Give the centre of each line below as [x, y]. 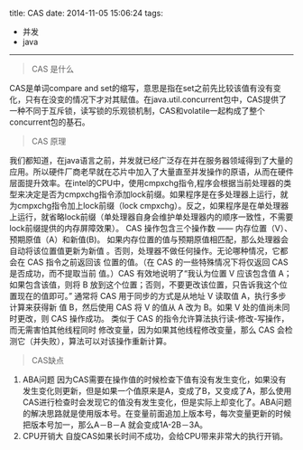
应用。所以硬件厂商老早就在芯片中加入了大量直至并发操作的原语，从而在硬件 [151, 172]
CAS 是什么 [53, 69]
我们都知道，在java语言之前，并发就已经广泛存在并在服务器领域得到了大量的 [151, 160]
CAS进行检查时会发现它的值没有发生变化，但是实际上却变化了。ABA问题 [157, 402]
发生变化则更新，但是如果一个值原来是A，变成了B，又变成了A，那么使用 [157, 391]
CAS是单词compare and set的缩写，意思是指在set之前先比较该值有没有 [141, 88]
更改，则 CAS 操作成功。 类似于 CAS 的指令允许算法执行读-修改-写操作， [153, 319]
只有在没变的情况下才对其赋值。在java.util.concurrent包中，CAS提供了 [156, 99]
